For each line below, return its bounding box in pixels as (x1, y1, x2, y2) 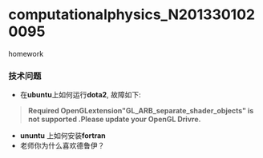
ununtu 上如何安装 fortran (19, 131, 106, 140)
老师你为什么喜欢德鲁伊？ (19, 141, 105, 151)
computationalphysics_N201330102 (8, 6, 255, 24)
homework (8, 49, 44, 58)
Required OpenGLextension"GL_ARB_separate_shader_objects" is (27, 106, 254, 116)
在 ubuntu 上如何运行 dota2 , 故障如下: (19, 90, 142, 100)
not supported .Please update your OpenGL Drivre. (27, 114, 201, 124)
